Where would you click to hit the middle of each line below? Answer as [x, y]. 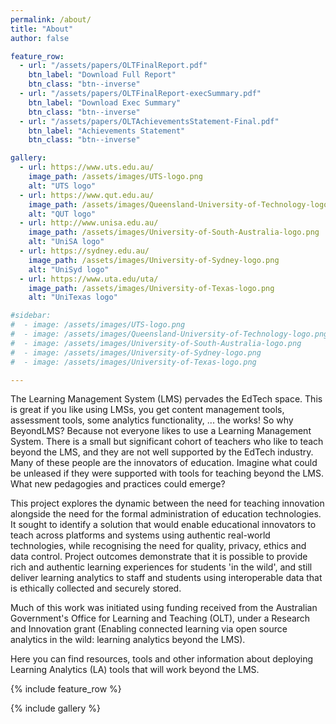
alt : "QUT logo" [62, 214]
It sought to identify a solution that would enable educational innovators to [163, 525]
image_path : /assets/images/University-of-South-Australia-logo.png [174, 232]
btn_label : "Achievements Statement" [107, 131]
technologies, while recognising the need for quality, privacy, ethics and [158, 546]
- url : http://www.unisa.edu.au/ [89, 223]
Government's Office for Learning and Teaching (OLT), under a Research [160, 618]
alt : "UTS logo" [62, 186]
